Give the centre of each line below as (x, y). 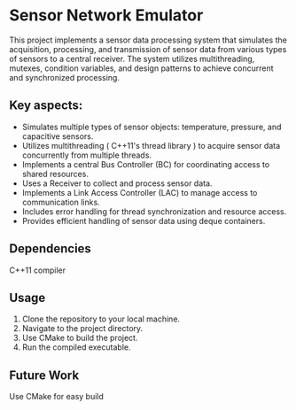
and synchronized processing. (64, 77)
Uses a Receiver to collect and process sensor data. (117, 183)
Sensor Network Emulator (106, 15)
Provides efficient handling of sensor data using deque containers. (144, 220)
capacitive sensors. (58, 136)
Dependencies (50, 249)
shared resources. (55, 174)
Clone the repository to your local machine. (101, 319)
